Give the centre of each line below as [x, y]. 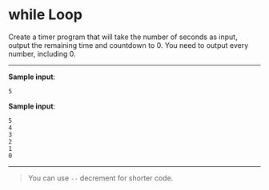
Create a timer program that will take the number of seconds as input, [123, 37]
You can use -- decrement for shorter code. [100, 178]
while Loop [45, 15]
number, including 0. [42, 53]
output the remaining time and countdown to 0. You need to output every [128, 45]
